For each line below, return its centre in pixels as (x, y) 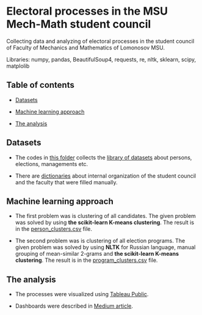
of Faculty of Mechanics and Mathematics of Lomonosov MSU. (85, 48)
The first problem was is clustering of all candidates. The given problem (106, 216)
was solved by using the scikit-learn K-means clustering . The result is (104, 223)
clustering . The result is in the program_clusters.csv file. (86, 260)
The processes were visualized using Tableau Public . (82, 294)
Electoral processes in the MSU (87, 11)
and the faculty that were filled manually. (66, 182)
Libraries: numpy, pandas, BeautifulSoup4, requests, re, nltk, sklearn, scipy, (101, 59)
